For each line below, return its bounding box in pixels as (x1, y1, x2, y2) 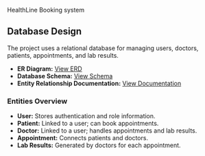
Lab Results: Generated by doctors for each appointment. (16, 141, 181, 150)
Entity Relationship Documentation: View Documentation (16, 79, 182, 87)
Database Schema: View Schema (16, 71, 113, 80)
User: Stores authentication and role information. (16, 112, 156, 120)
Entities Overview (7, 96, 68, 106)
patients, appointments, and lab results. (7, 51, 119, 59)
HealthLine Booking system (7, 6, 85, 14)
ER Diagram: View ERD (16, 65, 82, 73)
